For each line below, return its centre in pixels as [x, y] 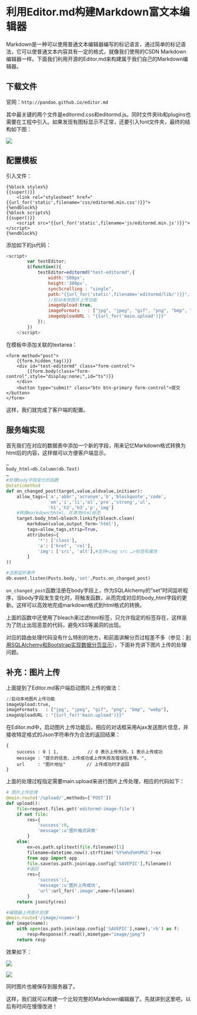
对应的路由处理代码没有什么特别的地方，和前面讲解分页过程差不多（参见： [96, 637]
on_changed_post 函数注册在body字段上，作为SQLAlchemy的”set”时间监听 [95, 590]
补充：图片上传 [33, 672]
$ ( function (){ [44, 267]
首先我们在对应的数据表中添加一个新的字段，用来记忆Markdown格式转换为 [96, 445]
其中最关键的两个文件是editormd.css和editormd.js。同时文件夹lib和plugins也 [98, 114]
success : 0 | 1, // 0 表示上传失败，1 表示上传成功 [90, 752]
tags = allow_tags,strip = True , [63, 530]
